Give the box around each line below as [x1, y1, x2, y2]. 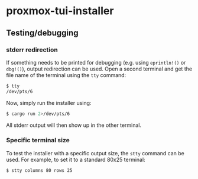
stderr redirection [6, 46, 58, 54]
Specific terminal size [6, 136, 70, 145]
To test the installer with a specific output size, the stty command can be [6, 149, 185, 156]
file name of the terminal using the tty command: [6, 71, 126, 78]
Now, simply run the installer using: [6, 99, 92, 106]
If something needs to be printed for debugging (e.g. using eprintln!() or [6, 59, 186, 66]
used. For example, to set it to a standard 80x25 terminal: [6, 156, 146, 163]
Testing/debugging [6, 28, 79, 38]
